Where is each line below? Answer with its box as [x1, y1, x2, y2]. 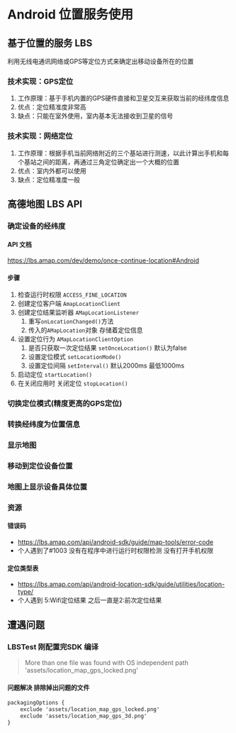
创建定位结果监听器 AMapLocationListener [17, 308, 140, 316]
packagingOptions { [7, 700, 65, 707]
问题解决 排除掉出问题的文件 [7, 683, 90, 692]
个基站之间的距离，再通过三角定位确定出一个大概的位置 [17, 158, 179, 166]
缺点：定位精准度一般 [17, 175, 80, 184]
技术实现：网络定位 [7, 131, 73, 141]
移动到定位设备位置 [7, 461, 73, 470]
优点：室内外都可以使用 [17, 166, 86, 175]
